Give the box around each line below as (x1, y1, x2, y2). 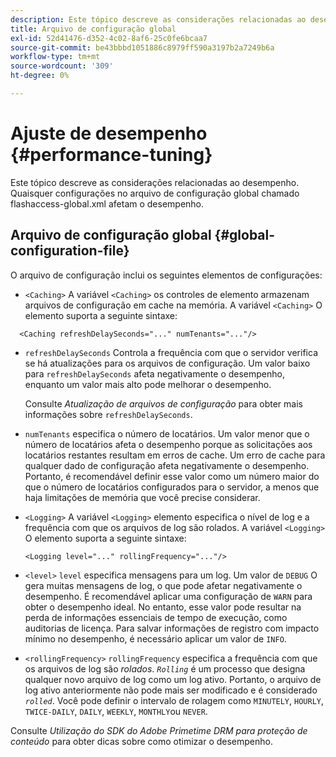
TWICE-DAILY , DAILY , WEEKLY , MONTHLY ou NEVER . (24, 705, 208, 717)
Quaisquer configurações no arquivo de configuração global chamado (10, 187, 300, 199)
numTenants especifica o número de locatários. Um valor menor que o (24, 427, 310, 440)
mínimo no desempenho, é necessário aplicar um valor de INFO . (24, 632, 287, 645)
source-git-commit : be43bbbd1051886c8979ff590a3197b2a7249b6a (10, 42, 275, 53)
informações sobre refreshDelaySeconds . (24, 408, 193, 420)
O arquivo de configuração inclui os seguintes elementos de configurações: (10, 269, 323, 281)
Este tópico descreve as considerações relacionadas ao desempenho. (10, 176, 300, 188)
